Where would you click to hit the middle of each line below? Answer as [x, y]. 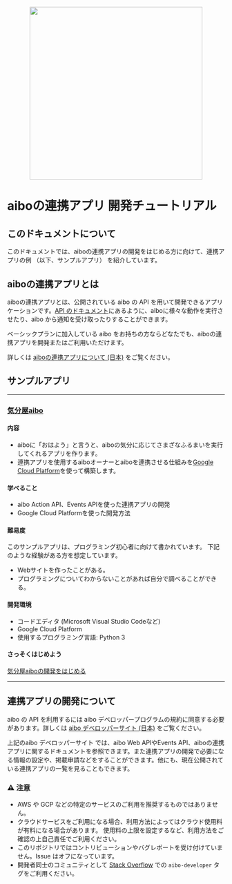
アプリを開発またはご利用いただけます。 [70, 343]
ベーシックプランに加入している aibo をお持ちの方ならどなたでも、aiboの [112, 334]
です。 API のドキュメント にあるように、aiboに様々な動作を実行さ [130, 310]
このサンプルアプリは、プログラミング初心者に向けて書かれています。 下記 [113, 547]
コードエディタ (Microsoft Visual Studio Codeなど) [89, 621]
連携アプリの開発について [61, 701]
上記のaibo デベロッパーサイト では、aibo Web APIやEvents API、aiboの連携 [116, 742]
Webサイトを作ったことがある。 [63, 570]
